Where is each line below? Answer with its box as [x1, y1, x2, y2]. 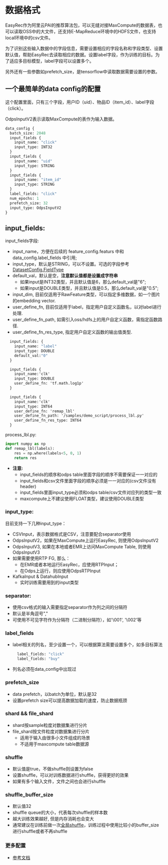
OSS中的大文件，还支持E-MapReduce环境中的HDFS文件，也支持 [22, 28, 156, 34]
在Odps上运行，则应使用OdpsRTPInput [19, 568, 101, 574]
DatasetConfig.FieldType [12, 267, 64, 273]
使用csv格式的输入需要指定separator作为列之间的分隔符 [12, 604, 127, 610]
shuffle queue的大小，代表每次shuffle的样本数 [12, 809, 108, 816]
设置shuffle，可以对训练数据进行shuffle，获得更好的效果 [12, 772, 129, 778]
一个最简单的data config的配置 [5, 85, 101, 93]
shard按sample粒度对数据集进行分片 [12, 722, 87, 728]
